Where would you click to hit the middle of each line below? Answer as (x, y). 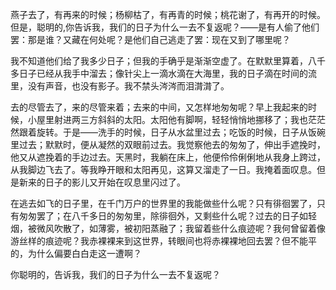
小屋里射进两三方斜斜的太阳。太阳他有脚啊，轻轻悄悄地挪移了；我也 (167, 119)
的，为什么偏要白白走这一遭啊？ (76, 253)
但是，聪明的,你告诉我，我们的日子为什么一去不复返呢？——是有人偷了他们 (165, 27)
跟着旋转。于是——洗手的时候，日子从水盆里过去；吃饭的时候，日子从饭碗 (172, 132)
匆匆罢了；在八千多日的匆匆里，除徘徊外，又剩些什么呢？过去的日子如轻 (167, 216)
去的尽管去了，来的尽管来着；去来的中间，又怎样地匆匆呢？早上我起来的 (159, 107)
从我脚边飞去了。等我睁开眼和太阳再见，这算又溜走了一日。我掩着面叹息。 (163, 169)
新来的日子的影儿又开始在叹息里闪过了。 (102, 182)
